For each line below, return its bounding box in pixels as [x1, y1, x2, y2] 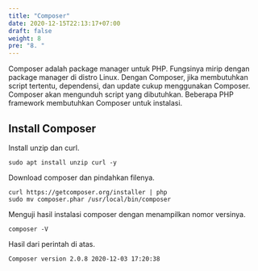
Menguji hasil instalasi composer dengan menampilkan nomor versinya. [8, 209, 246, 219]
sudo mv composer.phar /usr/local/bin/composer [8, 195, 172, 203]
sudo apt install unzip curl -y [8, 158, 117, 166]
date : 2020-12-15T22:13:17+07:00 [8, 19, 121, 27]
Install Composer [8, 122, 97, 135]
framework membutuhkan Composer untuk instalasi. [8, 98, 183, 108]
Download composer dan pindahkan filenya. [8, 173, 155, 182]
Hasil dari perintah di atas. [8, 239, 95, 248]
